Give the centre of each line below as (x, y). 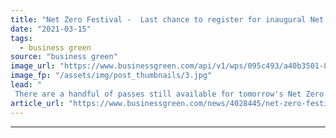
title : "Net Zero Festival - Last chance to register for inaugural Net (167, 19)
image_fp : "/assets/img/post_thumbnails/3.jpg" (111, 76)
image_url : (33, 66)
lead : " (26, 85)
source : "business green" (64, 57)
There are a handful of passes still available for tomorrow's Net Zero (169, 94)
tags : (21, 38)
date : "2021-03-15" (51, 29)
